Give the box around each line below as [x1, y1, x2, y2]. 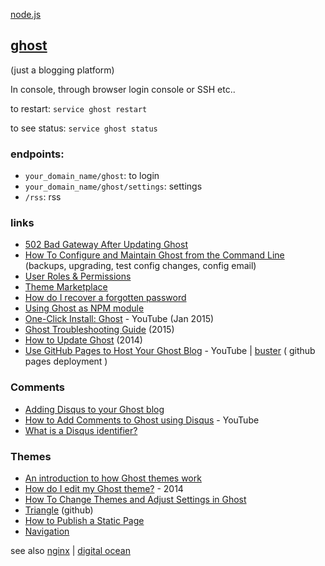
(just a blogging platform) [10, 64, 115, 76]
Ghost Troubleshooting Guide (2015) [24, 324, 175, 336]
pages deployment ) [24, 355, 108, 368]
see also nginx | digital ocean [10, 545, 131, 556]
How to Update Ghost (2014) [24, 334, 143, 346]
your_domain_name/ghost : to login [24, 170, 160, 182]
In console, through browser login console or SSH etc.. [10, 83, 236, 95]
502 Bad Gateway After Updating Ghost [24, 239, 188, 251]
